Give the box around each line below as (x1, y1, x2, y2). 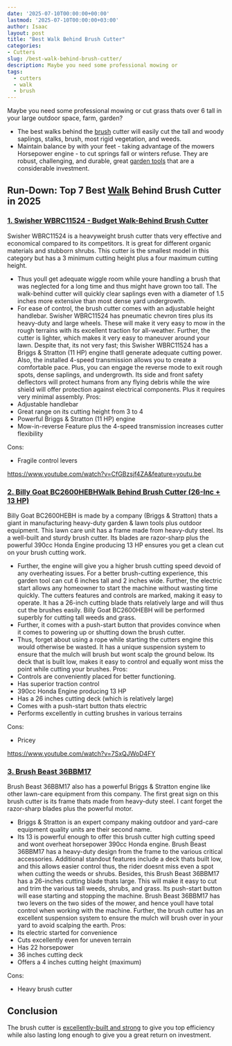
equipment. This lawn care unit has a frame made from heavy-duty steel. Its (7, 526, 224, 535)
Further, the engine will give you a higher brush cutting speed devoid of (17, 562, 222, 570)
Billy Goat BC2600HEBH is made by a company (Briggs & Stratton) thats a (7, 511, 218, 520)
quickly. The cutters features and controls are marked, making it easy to (17, 591, 223, 600)
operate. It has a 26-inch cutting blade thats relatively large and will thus (17, 599, 224, 607)
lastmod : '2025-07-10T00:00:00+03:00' (7, 17, 119, 24)
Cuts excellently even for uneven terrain (17, 936, 132, 944)
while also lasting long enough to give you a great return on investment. (7, 1031, 212, 1039)
